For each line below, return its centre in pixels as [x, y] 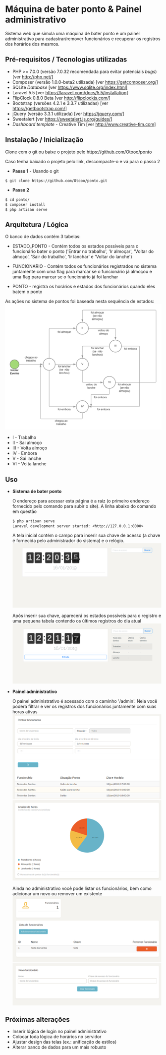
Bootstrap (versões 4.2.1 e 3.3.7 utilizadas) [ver [60, 103]
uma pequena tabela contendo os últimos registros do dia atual [77, 621]
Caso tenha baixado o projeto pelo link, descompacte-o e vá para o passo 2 [83, 161]
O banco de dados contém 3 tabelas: [43, 237]
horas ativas [25, 712]
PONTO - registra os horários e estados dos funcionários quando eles [83, 287]
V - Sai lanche [27, 459]
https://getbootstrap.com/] [39, 108]
